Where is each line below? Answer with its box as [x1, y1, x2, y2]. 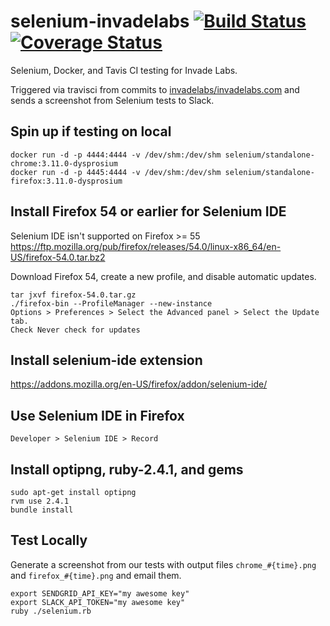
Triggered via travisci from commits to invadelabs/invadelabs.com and [10, 83, 300, 95]
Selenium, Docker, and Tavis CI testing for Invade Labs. [10, 64, 238, 76]
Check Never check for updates [10, 325, 141, 335]
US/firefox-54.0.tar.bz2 [10, 251, 106, 263]
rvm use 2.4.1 [10, 496, 70, 506]
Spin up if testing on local [10, 123, 172, 140]
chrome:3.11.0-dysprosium [10, 158, 118, 169]
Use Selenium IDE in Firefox [10, 407, 185, 424]
